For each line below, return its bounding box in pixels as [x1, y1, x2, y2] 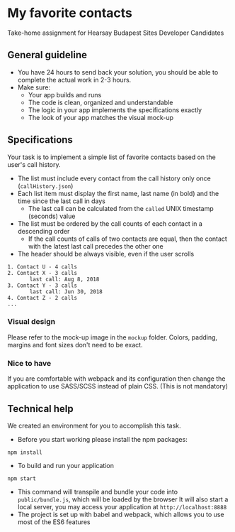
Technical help [7, 403, 74, 415]
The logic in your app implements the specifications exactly [28, 105, 202, 114]
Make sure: [17, 83, 51, 92]
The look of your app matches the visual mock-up [28, 113, 174, 121]
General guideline [7, 49, 87, 61]
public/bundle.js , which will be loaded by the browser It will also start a [17, 495, 229, 504]
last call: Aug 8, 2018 [29, 276, 100, 283]
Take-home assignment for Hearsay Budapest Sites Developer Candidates [7, 28, 224, 37]
